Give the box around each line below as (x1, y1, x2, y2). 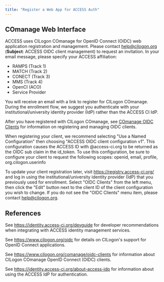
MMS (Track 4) (12, 79, 43, 85)
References (5, 209, 41, 217)
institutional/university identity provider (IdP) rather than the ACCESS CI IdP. (5, 109, 159, 115)
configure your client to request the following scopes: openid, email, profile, (5, 154, 158, 160)
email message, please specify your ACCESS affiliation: (5, 54, 117, 60)
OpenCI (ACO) (12, 84, 42, 90)
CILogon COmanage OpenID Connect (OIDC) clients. (5, 257, 112, 262)
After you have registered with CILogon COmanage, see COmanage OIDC (5, 118, 154, 125)
